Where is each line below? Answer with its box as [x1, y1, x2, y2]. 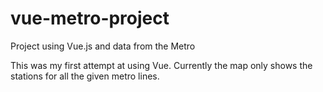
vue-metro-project [10, 7, 170, 30]
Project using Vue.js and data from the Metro [10, 40, 196, 52]
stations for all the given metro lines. [10, 70, 160, 82]
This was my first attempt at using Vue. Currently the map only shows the [10, 59, 313, 71]
